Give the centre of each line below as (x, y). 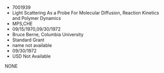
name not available (32, 45)
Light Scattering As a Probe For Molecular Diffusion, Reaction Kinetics (86, 13)
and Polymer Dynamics (36, 18)
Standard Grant (28, 40)
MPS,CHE (22, 23)
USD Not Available (31, 56)
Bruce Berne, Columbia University (48, 34)
